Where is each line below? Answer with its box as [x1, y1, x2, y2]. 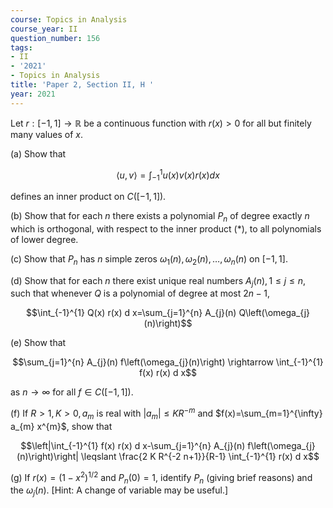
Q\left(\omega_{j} [238, 307, 311, 319]
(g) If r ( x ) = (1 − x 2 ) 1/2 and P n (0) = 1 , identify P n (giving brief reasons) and [10, 469, 313, 486]
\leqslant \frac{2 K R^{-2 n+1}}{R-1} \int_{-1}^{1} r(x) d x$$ [80, 450, 320, 462]
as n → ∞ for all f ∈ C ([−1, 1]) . [10, 386, 134, 398]
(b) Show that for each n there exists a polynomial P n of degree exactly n [10, 210, 310, 224]
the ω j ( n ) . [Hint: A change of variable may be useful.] [10, 484, 229, 499]
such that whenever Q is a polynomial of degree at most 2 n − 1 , [10, 287, 271, 300]
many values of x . [10, 128, 84, 140]
